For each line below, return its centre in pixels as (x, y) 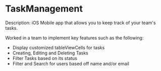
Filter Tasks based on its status (45, 58)
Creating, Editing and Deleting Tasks (50, 53)
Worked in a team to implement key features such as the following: (74, 38)
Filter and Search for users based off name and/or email (71, 63)
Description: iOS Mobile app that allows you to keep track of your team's (80, 23)
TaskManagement (44, 9)
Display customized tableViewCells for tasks (59, 47)
